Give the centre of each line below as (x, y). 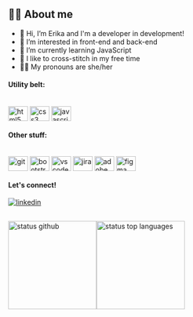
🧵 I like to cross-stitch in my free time (80, 58)
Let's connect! (32, 184)
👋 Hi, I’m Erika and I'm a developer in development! (102, 33)
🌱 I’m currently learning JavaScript (75, 50)
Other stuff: (27, 135)
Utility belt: (27, 85)
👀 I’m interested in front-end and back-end (89, 42)
